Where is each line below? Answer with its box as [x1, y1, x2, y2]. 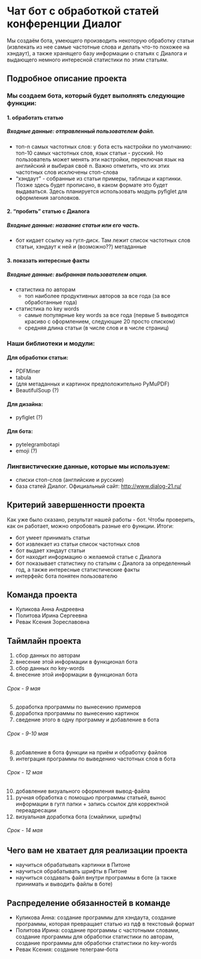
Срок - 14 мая [7, 827, 43, 834]
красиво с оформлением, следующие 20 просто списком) [24, 318, 176, 325]
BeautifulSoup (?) [15, 387, 59, 394]
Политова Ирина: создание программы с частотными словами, [15, 927, 180, 934]
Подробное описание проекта [7, 73, 127, 84]
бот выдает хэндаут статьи [15, 546, 85, 554]
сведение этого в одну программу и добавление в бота [15, 716, 159, 723]
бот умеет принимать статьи [15, 534, 90, 541]
